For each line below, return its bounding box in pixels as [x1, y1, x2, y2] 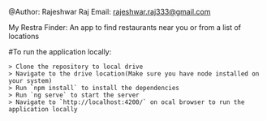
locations [8, 32, 39, 41]
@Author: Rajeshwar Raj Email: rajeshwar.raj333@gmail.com [8, 7, 211, 16]
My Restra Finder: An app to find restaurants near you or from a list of [8, 23, 242, 32]
